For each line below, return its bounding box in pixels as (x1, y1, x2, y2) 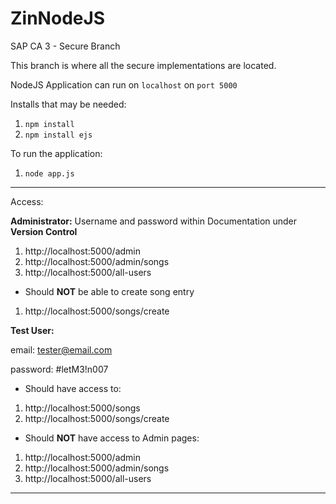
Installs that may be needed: (10, 98, 127, 110)
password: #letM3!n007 (10, 363, 109, 375)
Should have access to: (24, 382, 122, 394)
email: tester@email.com (10, 343, 113, 356)
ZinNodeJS (10, 7, 106, 30)
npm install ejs (24, 130, 93, 140)
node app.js (24, 168, 75, 179)
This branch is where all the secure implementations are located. (10, 59, 277, 71)
